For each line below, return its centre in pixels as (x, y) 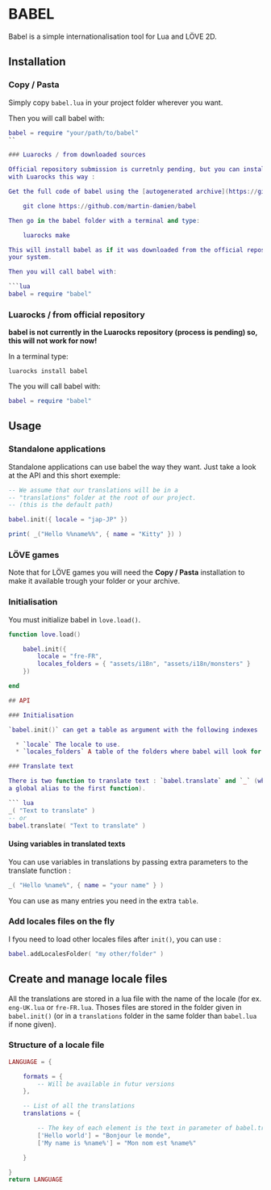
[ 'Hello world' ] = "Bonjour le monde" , (104, 1135)
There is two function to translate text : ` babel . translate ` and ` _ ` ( (133, 781)
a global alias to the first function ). (77, 789)
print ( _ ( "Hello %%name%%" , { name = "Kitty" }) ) (95, 534)
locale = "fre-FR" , (70, 656)
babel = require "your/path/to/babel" (73, 133)
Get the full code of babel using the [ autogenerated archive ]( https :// (133, 191)
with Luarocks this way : (52, 177)
